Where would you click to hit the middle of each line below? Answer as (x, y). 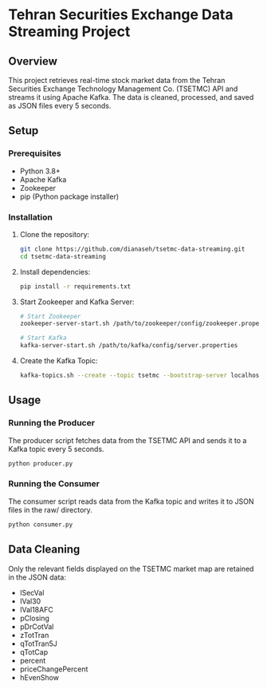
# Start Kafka (43, 338)
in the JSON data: (37, 577)
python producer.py (41, 463)
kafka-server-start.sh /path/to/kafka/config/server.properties (129, 346)
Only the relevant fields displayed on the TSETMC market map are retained (131, 568)
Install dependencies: (55, 271)
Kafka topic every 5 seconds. (57, 449)
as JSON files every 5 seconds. (60, 106)
